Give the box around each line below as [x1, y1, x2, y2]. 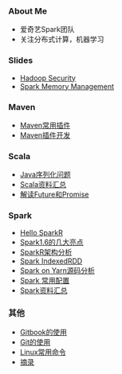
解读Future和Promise [19, 189, 89, 200]
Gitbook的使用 [19, 327, 68, 337]
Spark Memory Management [19, 81, 114, 91]
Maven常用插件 [19, 120, 71, 130]
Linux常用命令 [19, 347, 66, 356]
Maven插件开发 [19, 130, 71, 140]
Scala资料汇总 [19, 180, 67, 189]
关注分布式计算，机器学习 [19, 34, 104, 45]
